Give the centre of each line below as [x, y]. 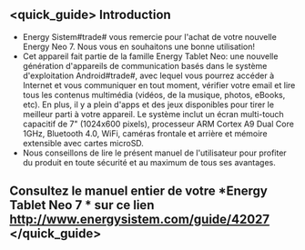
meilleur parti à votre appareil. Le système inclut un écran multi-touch [153, 114]
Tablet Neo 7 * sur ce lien [82, 205]
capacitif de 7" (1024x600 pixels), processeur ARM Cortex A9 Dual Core [158, 124]
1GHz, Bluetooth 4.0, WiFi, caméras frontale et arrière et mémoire [145, 133]
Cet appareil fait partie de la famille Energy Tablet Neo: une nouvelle [150, 56]
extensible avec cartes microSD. [83, 143]
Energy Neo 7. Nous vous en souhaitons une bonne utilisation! [139, 46]
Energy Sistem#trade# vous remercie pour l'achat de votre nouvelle [150, 36]
